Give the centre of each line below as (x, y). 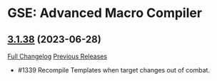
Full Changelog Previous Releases (57, 56)
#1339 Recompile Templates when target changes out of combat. (114, 70)
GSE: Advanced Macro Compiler (105, 13)
